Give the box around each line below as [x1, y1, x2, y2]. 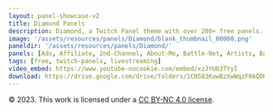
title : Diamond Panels [8, 19, 85, 28]
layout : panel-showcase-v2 [8, 11, 100, 20]
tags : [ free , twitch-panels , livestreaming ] [8, 58, 162, 66]
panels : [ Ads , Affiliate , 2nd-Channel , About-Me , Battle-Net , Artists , [8, 50, 256, 58]
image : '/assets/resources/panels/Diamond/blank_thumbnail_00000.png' [8, 34, 253, 43]
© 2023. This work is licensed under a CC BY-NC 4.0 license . [8, 94, 214, 104]
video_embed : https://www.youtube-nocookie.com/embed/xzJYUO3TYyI [8, 65, 238, 73]
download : [8, 72, 42, 80]
